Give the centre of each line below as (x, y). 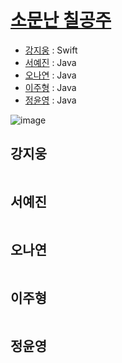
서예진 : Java (50, 62)
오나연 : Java (50, 75)
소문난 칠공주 (61, 20)
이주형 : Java (50, 87)
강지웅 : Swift (51, 50)
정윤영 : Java (50, 100)
